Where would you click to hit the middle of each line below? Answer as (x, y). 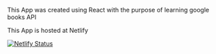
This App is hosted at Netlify (48, 30)
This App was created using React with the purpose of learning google (108, 10)
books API (22, 17)
